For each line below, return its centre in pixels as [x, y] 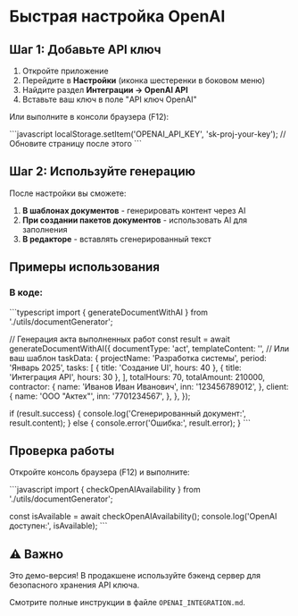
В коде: [26, 292]
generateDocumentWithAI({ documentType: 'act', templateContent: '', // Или [149, 348]
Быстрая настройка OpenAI [117, 17]
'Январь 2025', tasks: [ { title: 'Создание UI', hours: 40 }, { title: [126, 367]
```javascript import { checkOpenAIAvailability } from [105, 490]
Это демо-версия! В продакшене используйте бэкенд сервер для [135, 576]
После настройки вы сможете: [68, 193]
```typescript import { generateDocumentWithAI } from [108, 312]
